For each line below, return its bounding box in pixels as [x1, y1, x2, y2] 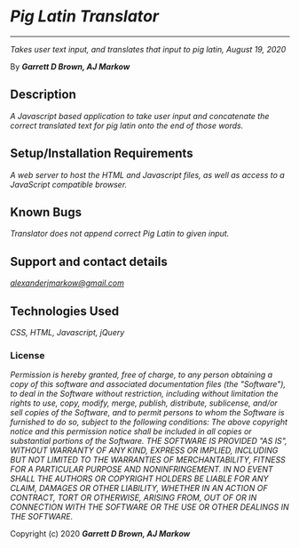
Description [10, 87, 76, 102]
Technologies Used [10, 303, 119, 318]
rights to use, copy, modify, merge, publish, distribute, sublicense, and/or [10, 398, 278, 408]
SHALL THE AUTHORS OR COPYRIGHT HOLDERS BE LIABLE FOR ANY [10, 473, 269, 484]
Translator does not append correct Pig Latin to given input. [10, 229, 230, 239]
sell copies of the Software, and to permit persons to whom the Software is [10, 407, 285, 418]
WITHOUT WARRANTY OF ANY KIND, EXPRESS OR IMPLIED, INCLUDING [10, 445, 279, 455]
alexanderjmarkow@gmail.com [10, 278, 125, 288]
